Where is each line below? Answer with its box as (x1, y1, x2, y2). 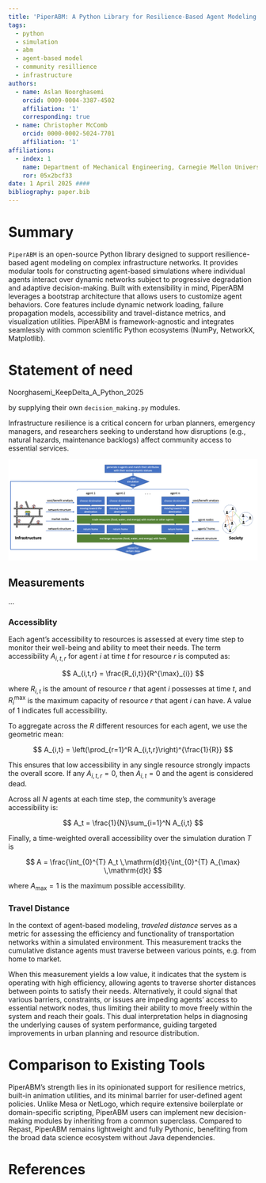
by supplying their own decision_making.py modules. (8, 402, 180, 412)
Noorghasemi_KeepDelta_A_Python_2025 (8, 387, 144, 397)
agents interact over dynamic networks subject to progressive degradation (8, 274, 252, 284)
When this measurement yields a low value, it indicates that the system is (8, 970, 247, 979)
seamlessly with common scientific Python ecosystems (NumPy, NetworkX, (8, 325, 256, 334)
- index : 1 (15, 154, 51, 162)
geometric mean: (8, 729, 64, 740)
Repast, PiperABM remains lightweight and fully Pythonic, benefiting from (8, 1124, 248, 1134)
